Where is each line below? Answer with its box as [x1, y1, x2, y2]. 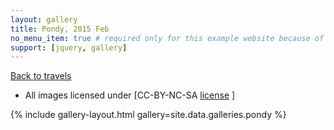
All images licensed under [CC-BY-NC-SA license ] [24, 89, 236, 101]
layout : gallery [10, 14, 78, 25]
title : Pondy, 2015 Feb [10, 24, 110, 34]
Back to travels [10, 70, 72, 82]
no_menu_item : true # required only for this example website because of [10, 33, 325, 43]
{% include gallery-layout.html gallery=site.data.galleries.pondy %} [10, 109, 287, 121]
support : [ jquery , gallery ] [10, 42, 128, 53]
